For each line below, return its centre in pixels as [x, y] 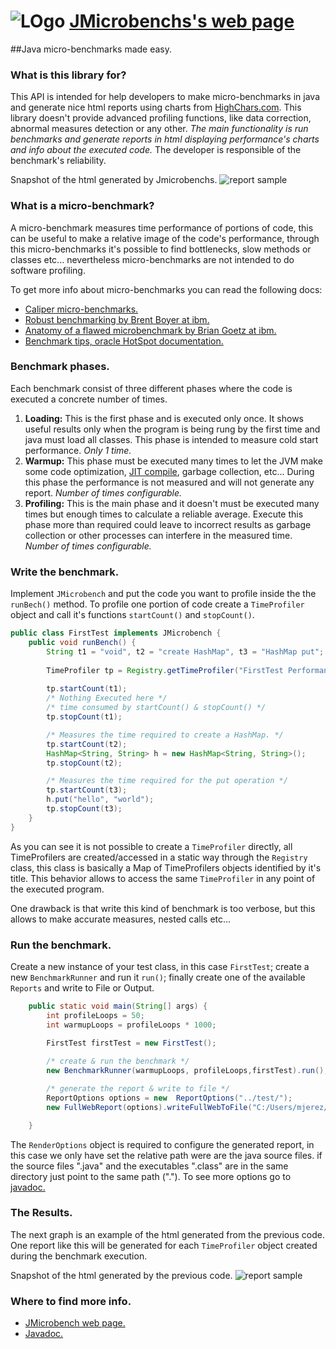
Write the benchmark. [65, 572]
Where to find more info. [71, 1301]
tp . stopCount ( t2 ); [84, 763]
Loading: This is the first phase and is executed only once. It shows [164, 418]
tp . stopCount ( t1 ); [84, 717]
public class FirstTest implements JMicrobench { [116, 633]
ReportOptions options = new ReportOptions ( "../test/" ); [169, 1098]
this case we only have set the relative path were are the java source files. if [166, 1155]
